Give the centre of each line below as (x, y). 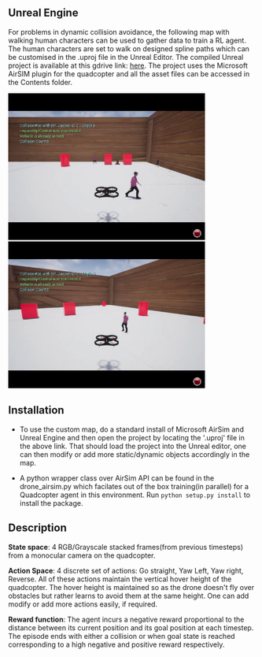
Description (37, 528)
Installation (36, 410)
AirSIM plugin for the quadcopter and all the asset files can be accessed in (129, 73)
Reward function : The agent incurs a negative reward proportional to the (126, 619)
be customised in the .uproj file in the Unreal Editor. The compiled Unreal (126, 57)
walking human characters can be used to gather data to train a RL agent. (127, 40)
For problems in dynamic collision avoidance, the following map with (119, 32)
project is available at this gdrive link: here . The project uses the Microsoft (128, 65)
